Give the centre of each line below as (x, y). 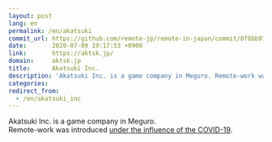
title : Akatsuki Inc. (54, 69)
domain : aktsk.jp (45, 61)
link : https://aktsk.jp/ (61, 53)
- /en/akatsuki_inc (49, 98)
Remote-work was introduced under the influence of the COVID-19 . (121, 130)
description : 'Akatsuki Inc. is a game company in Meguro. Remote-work (132, 76)
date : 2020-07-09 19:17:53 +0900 (76, 46)
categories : (28, 83)
